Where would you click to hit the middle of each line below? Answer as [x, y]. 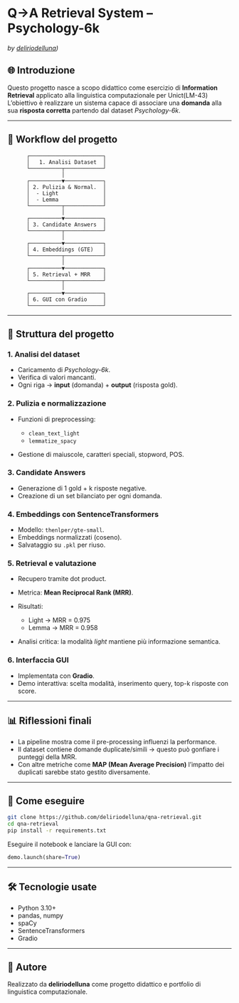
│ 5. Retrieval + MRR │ [66, 274]
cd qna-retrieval [33, 824]
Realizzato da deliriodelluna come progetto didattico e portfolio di [104, 984]
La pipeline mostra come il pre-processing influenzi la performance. [117, 741]
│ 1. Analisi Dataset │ [66, 162]
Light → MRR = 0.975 [59, 620]
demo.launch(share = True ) [44, 857]
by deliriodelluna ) [33, 48]
